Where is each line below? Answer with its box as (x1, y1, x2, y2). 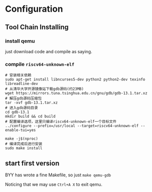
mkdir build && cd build (5, 114, 56, 119)
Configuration (5, 3, 64, 15)
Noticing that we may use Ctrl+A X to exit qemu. (5, 181, 103, 187)
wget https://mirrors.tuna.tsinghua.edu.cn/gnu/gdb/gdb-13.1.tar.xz (5, 91, 148, 96)
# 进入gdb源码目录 (5, 106, 38, 110)
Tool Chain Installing (5, 23, 69, 31)
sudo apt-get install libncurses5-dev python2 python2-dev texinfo (5, 77, 146, 82)
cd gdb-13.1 (5, 110, 29, 115)
